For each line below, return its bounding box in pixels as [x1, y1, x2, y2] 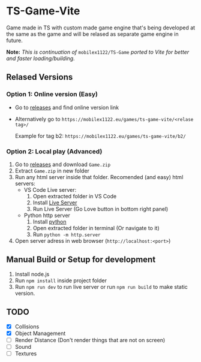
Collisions [14, 322, 40, 330]
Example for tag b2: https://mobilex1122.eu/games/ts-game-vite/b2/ [14, 132, 186, 139]
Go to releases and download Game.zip [14, 161, 111, 168]
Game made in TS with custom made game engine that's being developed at [6, 24, 196, 31]
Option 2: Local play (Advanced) [6, 147, 103, 155]
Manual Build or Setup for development [6, 255, 156, 265]
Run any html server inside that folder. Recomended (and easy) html [14, 173, 184, 180]
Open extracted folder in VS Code [32, 192, 117, 200]
